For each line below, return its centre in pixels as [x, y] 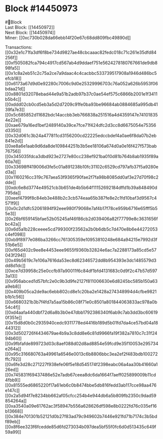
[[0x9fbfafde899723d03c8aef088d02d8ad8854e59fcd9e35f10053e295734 [82, 344]
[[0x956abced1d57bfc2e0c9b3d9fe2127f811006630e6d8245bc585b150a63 [81, 281]
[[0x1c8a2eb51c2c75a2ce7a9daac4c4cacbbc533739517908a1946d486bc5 [81, 73]
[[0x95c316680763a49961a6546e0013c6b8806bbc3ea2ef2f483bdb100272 [81, 354]
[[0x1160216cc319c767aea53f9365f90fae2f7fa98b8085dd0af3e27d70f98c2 [82, 177]
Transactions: [19, 47]
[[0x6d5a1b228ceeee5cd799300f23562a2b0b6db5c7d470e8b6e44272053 [81, 229]
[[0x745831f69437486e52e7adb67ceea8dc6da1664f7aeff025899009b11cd [81, 374]
